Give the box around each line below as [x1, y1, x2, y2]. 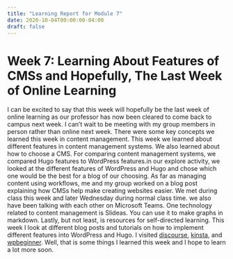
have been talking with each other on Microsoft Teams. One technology [7, 201, 212, 210]
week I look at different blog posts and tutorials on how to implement [7, 224, 204, 232]
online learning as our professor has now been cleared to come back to [7, 112, 212, 122]
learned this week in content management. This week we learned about [7, 135, 212, 143]
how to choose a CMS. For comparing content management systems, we [7, 150, 216, 158]
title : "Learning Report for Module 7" [7, 10, 123, 17]
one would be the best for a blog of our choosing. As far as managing [7, 172, 207, 181]
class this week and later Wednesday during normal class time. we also [7, 194, 211, 202]
